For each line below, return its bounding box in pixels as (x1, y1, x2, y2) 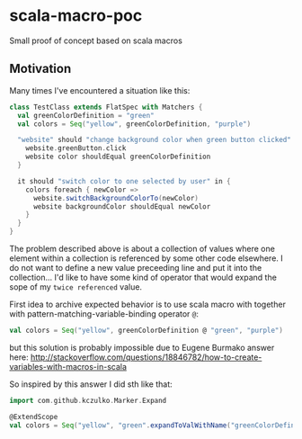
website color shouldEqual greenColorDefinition (25, 152, 211, 162)
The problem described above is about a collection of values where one (9, 244, 276, 254)
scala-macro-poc (9, 5, 143, 26)
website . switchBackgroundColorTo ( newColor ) (32, 193, 200, 202)
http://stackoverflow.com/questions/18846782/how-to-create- (30, 352, 262, 363)
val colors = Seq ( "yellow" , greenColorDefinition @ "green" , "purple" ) (9, 326, 283, 335)
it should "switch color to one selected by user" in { (17, 176, 231, 185)
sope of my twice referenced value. (9, 282, 142, 292)
